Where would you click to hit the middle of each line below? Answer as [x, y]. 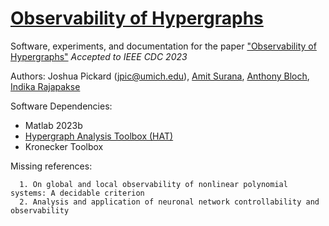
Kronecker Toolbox [64, 146]
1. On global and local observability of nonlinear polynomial [153, 184]
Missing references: [51, 166]
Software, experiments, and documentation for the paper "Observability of [163, 46]
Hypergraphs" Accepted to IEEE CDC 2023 [99, 56]
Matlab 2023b [53, 125]
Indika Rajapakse [45, 86]
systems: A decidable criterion [77, 193]
